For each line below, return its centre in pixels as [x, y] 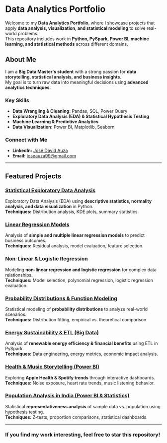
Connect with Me [26, 140]
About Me [21, 60]
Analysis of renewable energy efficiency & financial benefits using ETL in [82, 343]
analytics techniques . [28, 87]
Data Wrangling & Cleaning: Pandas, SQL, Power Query [70, 111]
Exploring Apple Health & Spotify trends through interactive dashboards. [80, 377]
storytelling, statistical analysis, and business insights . [63, 77]
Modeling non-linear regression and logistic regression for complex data [81, 270]
